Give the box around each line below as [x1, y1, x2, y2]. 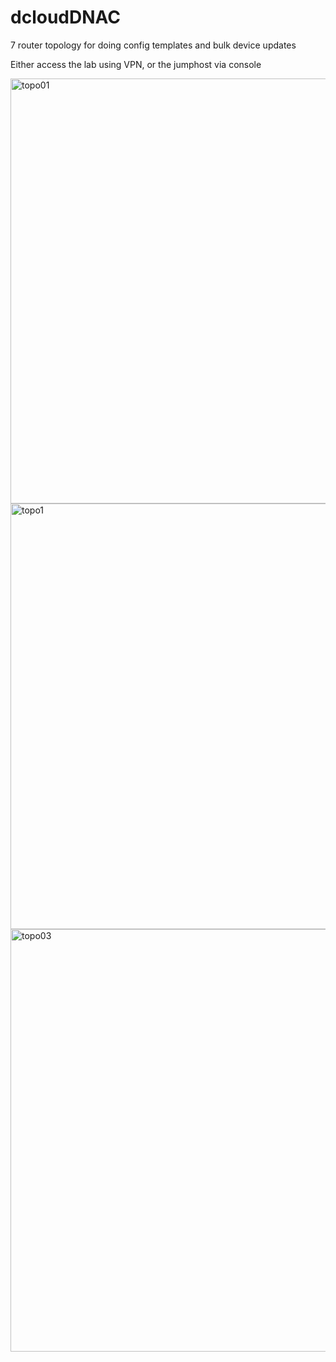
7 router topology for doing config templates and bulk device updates [10, 39, 297, 51]
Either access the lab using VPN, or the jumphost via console [10, 58, 262, 70]
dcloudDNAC [10, 6, 121, 29]
